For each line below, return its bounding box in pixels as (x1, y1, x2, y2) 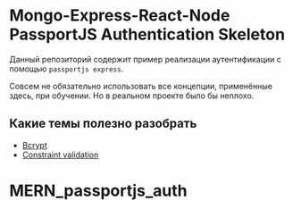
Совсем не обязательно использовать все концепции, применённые (9, 80, 272, 91)
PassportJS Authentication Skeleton (9, 24, 286, 45)
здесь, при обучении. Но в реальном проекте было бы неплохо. (9, 90, 255, 101)
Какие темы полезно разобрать (9, 116, 197, 131)
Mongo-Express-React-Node (9, 5, 230, 26)
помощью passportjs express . (9, 63, 123, 74)
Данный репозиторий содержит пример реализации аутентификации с (9, 54, 281, 64)
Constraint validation (21, 149, 99, 160)
